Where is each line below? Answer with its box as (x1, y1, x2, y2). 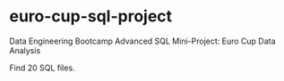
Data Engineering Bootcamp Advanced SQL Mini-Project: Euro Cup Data (9, 36, 276, 46)
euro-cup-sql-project (9, 6, 173, 27)
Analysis (9, 45, 41, 55)
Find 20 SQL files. (9, 62, 75, 73)
